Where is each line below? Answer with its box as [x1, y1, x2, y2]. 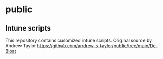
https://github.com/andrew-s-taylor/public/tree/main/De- [37, 43, 158, 49]
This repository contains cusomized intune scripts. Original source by [5, 37, 152, 43]
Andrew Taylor [5, 43, 36, 49]
